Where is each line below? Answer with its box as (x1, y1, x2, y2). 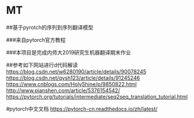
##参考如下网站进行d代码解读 (6, 61, 78, 68)
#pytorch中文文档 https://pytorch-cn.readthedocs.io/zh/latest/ (6, 105, 158, 112)
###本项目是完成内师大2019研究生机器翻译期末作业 (6, 48, 131, 56)
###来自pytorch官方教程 (6, 36, 66, 43)
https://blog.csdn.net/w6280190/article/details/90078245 (6, 68, 146, 75)
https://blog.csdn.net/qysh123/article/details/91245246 (6, 74, 140, 81)
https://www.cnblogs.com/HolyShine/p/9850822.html (6, 80, 137, 87)
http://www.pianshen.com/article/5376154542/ (6, 87, 120, 94)
